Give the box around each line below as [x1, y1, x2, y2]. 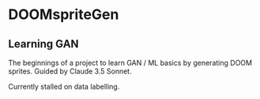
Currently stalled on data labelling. [8, 82, 120, 91]
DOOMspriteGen [8, 6, 119, 24]
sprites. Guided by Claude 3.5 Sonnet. [8, 67, 132, 76]
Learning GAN [8, 37, 79, 51]
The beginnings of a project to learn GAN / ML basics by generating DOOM [8, 58, 253, 67]
